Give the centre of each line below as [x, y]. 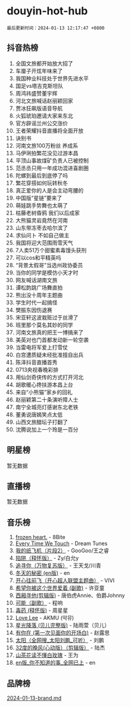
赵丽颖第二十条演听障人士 [47, 399]
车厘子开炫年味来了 [39, 71]
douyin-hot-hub [47, 11]
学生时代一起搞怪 [36, 302]
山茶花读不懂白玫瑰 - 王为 [47, 655]
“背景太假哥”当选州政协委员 [49, 265]
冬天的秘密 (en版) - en [43, 573]
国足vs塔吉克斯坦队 [39, 85]
